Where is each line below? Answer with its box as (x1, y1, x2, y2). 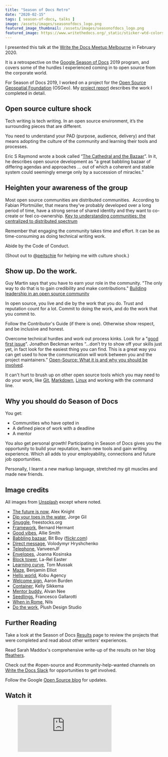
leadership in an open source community (5, 291, 89, 297)
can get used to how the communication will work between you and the (5, 352, 152, 358)
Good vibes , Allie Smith (12, 530, 61, 536)
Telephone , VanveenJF (12, 546, 60, 552)
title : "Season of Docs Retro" (5, 7, 70, 12)
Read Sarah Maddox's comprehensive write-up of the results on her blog (5, 647, 156, 653)
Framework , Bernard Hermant (12, 525, 74, 531)
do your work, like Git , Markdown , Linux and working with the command (5, 377, 153, 383)
